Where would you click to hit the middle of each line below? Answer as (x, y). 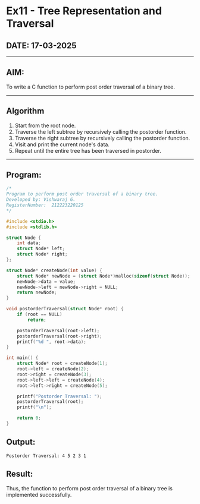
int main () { (22, 358)
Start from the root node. (45, 125)
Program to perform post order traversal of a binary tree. (82, 194)
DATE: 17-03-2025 (41, 45)
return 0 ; (29, 418)
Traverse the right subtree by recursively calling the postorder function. (102, 138)
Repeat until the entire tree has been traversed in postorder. (88, 150)
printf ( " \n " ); (34, 407)
